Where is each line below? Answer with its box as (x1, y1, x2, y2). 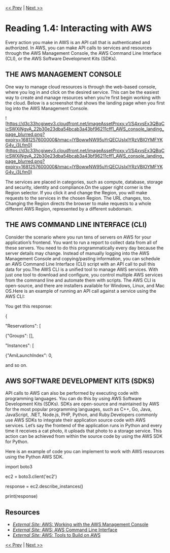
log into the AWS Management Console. (5, 105, 89, 111)
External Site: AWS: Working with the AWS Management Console (12, 522, 149, 528)
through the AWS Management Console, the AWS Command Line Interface (5, 50, 161, 56)
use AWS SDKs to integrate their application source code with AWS (5, 417, 146, 423)
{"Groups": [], (5, 332, 34, 338)
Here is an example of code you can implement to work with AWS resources (5, 448, 164, 455)
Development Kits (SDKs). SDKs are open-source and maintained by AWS (5, 401, 160, 407)
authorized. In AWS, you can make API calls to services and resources (5, 45, 152, 51)
